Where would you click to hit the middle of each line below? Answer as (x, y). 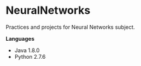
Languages (20, 38)
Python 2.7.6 (30, 56)
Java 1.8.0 (27, 50)
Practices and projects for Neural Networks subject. (70, 27)
